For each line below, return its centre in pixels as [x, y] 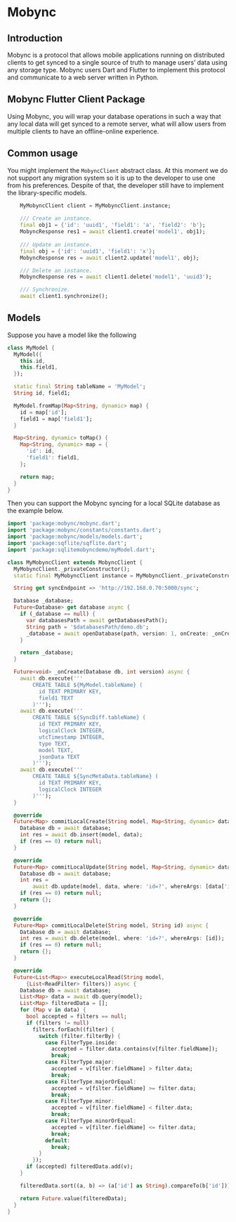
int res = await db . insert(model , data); [81, 835]
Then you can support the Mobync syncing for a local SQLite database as [114, 504]
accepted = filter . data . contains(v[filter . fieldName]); [135, 1049]
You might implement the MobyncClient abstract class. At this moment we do [118, 170]
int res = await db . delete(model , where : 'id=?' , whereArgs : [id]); [122, 938]
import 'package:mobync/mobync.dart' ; [64, 524]
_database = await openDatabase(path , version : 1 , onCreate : [117, 633]
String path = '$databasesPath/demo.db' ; [87, 627]
